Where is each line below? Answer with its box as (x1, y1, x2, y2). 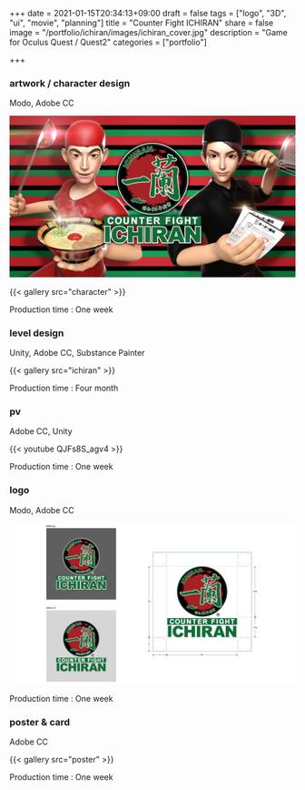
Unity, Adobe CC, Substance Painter (9, 348, 145, 359)
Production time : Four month (9, 382, 119, 394)
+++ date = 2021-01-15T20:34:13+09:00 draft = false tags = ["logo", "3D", (9, 8, 287, 18)
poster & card (9, 716, 71, 729)
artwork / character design (9, 76, 131, 89)
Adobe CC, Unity (9, 426, 73, 437)
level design (9, 327, 64, 339)
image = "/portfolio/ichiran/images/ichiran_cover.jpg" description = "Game (9, 27, 288, 37)
